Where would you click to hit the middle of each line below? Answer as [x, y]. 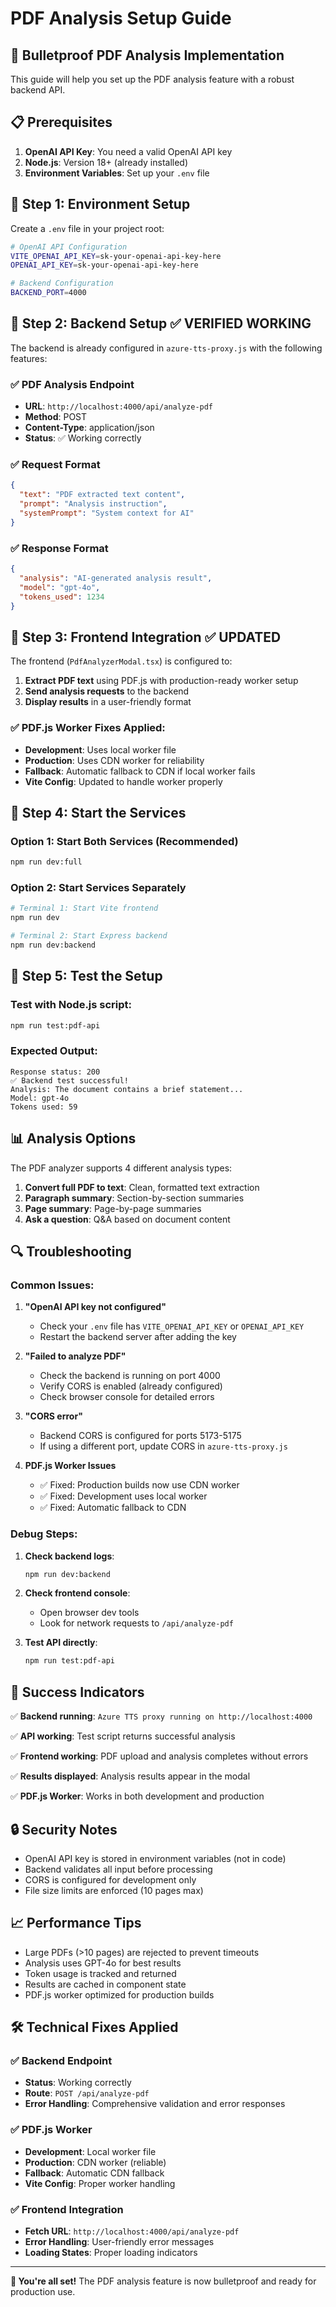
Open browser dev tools [89, 1613]
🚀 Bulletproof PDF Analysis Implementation [147, 55]
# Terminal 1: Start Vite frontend [84, 908]
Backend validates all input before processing [118, 1869]
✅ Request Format [55, 465]
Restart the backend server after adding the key [138, 1337]
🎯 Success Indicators [77, 1692]
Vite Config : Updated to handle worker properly [123, 781]
